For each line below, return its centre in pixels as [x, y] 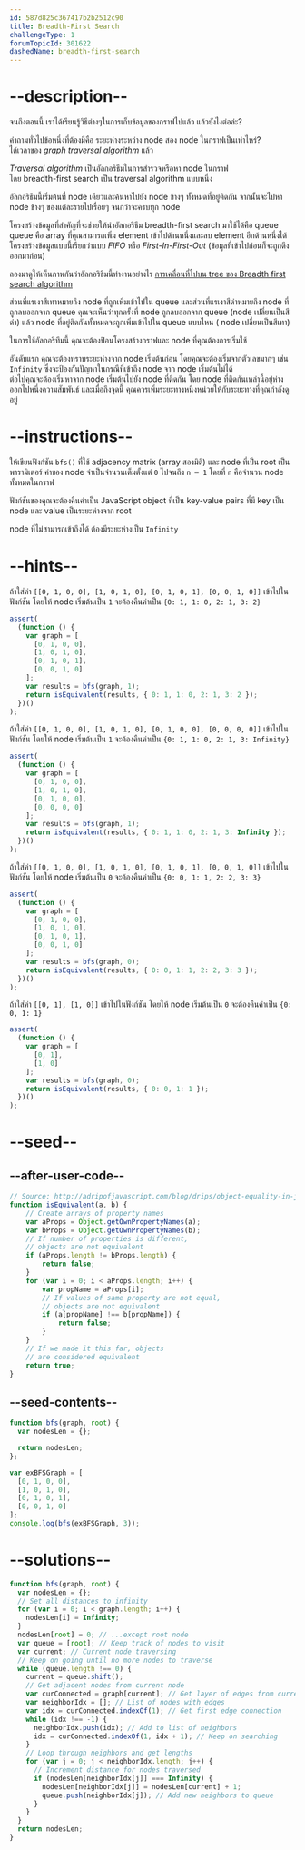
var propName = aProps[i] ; [93, 1289]
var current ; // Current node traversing [97, 1651]
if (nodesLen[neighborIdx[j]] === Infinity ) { [123, 1778]
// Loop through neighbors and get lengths [109, 1753]
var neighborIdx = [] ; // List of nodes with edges [125, 1703]
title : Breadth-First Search [64, 26]
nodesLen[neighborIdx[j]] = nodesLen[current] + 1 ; [142, 1786]
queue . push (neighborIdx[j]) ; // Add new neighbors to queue [158, 1795]
